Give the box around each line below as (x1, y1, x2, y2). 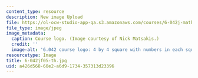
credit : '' (11, 42, 38, 48)
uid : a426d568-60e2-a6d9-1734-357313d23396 (6, 63, 115, 69)
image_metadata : (6, 30, 46, 36)
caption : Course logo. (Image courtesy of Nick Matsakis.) (11, 36, 160, 42)
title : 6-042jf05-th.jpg (6, 57, 67, 63)
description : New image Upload (6, 14, 83, 20)
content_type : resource (6, 8, 65, 15)
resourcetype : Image (6, 52, 57, 58)
